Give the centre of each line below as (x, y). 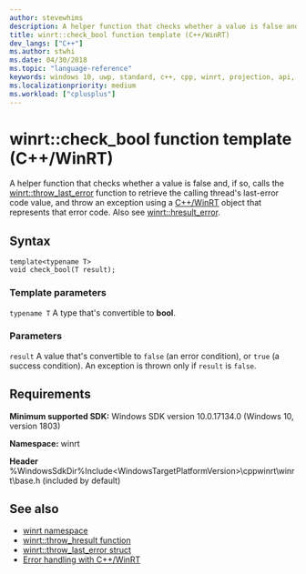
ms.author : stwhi (42, 52)
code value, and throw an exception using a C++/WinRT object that (136, 203)
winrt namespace (55, 531)
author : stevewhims (46, 18)
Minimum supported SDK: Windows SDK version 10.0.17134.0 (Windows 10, (152, 416)
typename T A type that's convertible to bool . (92, 312)
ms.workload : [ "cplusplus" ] (63, 94)
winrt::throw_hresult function (77, 540)
